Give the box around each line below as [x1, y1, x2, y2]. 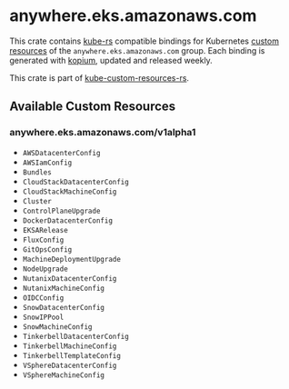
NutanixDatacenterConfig [22, 274, 117, 283]
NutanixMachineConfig [22, 284, 105, 293]
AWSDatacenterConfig [22, 148, 101, 157]
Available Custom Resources [9, 99, 176, 115]
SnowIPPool [22, 313, 65, 322]
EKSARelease [22, 225, 68, 234]
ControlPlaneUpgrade [22, 206, 101, 215]
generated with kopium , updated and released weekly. [9, 55, 214, 65]
